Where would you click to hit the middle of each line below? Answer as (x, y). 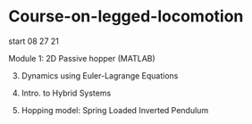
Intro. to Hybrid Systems (66, 93)
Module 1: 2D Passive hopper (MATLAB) (82, 58)
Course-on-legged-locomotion (126, 17)
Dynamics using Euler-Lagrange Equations (100, 75)
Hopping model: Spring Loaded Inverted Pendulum (115, 110)
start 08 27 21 (34, 41)
